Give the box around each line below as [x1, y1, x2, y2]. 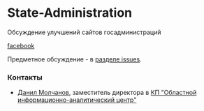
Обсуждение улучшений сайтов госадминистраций [7, 28, 162, 36]
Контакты [7, 72, 43, 82]
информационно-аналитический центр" [17, 96, 137, 104]
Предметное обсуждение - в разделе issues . [7, 54, 142, 64]
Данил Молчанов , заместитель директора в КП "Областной [17, 89, 197, 97]
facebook [7, 41, 35, 50]
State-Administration [7, 5, 133, 21]
